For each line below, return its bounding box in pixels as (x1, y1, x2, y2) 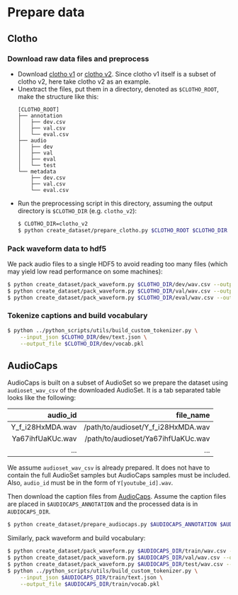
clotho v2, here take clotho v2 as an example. (17, 77, 151, 86)
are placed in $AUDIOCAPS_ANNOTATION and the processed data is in (7, 500, 198, 509)
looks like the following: (7, 394, 76, 402)
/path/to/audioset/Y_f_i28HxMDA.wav (84, 422, 210, 432)
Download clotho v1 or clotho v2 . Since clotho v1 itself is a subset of (17, 69, 217, 78)
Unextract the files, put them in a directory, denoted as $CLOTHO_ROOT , (17, 84, 220, 93)
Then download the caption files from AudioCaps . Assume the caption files (7, 492, 227, 501)
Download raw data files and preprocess (7, 54, 149, 64)
